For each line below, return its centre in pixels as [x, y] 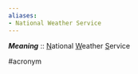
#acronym [25, 61]
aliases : [23, 16]
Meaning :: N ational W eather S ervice [69, 45]
